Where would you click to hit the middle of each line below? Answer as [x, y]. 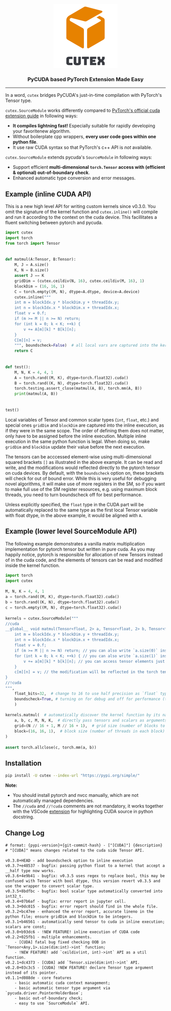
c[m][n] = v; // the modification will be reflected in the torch [86, 672]
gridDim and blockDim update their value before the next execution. [75, 447]
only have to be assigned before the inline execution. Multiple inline [76, 436]
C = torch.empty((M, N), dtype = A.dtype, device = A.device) [77, 292]
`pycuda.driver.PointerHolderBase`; [44, 993]
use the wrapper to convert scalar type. [50, 886]
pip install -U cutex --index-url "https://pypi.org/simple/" [73, 776]
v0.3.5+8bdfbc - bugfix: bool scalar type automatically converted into [84, 891]
